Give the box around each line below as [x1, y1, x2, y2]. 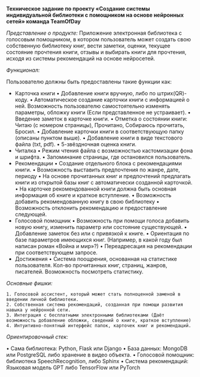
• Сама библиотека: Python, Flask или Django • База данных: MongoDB [6, 345, 187, 352]
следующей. [14, 211, 47, 218]
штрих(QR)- [156, 90, 187, 96]
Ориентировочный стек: [6, 333, 68, 340]
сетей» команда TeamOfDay [6, 18, 81, 25]
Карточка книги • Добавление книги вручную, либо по [14, 90, 156, 96]
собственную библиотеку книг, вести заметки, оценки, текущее [6, 42, 171, 49]
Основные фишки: [6, 280, 53, 286]
